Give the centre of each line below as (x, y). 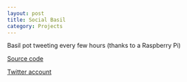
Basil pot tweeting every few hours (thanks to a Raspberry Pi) (94, 46)
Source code (25, 59)
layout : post (26, 13)
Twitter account (29, 72)
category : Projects (35, 26)
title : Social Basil (37, 20)
